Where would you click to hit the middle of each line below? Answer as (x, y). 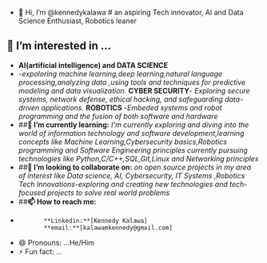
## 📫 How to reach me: (57, 201)
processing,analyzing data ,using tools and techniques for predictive (132, 82)
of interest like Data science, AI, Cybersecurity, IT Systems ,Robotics (132, 175)
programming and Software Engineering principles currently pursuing (133, 150)
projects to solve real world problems (109, 193)
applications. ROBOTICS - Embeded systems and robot (132, 107)
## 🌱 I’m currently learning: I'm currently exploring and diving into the (133, 125)
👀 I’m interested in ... (59, 46)
